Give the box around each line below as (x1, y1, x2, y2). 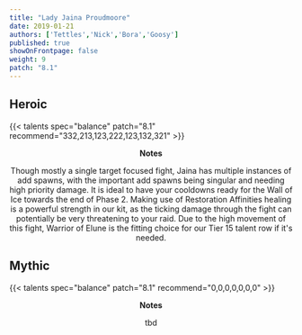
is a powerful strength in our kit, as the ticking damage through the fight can (10, 204, 292, 214)
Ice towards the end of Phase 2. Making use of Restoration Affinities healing (10, 194, 292, 204)
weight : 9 (9, 55, 47, 64)
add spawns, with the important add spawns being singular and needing (17, 175, 285, 186)
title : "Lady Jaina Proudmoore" (9, 13, 130, 23)
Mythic (9, 258, 50, 274)
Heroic (9, 96, 48, 113)
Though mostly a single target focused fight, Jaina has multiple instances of (10, 165, 292, 176)
